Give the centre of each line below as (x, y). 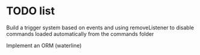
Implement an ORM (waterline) (44, 45)
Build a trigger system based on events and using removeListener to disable (100, 27)
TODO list (31, 11)
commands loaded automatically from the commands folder (80, 33)
